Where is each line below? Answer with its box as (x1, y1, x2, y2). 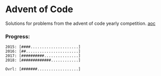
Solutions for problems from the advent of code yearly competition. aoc (5, 20, 156, 26)
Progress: (5, 33, 31, 40)
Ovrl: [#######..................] (5, 67, 81, 72)
